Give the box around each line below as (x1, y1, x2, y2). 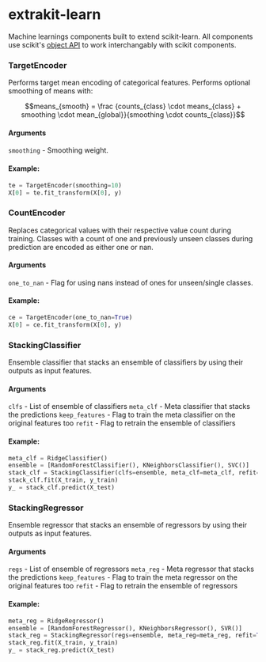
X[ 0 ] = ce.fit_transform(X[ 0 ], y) (8, 320, 123, 329)
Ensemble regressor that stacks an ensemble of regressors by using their (8, 520, 248, 530)
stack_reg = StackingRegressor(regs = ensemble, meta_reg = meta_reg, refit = (8, 631, 257, 640)
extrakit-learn (8, 6, 101, 24)
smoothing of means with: (8, 86, 93, 96)
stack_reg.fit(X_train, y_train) (8, 639, 119, 647)
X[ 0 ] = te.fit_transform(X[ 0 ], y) (8, 188, 123, 197)
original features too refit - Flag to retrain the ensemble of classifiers (8, 418, 236, 428)
